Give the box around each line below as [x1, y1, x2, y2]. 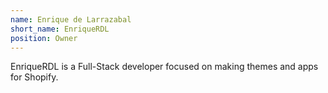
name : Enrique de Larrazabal [10, 14, 132, 25]
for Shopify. [10, 71, 59, 83]
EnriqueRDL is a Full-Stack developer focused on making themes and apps [10, 61, 319, 73]
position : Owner [10, 33, 78, 43]
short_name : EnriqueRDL [10, 24, 110, 34]
